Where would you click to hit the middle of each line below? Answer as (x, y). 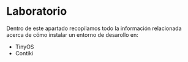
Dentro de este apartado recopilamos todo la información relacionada (94, 28)
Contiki (24, 53)
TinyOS (24, 47)
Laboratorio (37, 11)
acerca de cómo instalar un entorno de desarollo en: (73, 34)
